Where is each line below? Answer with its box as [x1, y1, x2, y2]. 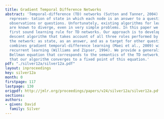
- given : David [5, 102, 36, 107]
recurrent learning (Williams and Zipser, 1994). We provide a [9, 48, 141, 52]
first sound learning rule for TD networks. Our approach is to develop [9, 30, 161, 34]
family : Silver [9, 106, 41, 112]
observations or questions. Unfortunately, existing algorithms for [9, 20, 152, 26]
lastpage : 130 [5, 84, 34, 89]
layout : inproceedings [5, 66, 51, 71]
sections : [5, 93, 25, 98]
